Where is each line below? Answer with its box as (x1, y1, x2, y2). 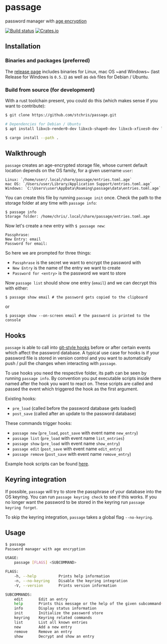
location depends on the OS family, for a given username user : (5, 168, 133, 174)
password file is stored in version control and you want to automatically (5, 355, 151, 361)
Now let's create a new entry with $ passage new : (5, 223, 105, 229)
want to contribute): (5, 103, 46, 109)
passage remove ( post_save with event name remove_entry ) (12, 451, 132, 457)
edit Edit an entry (14, 597, 68, 602)
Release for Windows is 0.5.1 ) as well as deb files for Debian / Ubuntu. (5, 74, 149, 80)
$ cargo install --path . (5, 135, 59, 140)
